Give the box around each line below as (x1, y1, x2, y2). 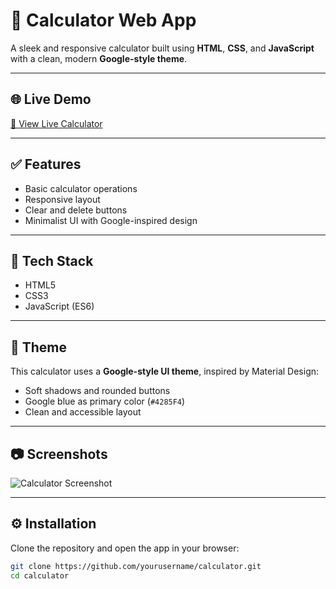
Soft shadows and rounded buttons (24, 385, 171, 397)
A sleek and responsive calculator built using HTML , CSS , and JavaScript (10, 42, 315, 54)
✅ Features (10, 156, 82, 173)
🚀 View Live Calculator (10, 117, 103, 129)
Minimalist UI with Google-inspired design (24, 214, 198, 226)
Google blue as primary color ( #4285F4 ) (24, 395, 186, 408)
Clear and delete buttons (24, 204, 128, 216)
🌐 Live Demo (10, 91, 92, 108)
